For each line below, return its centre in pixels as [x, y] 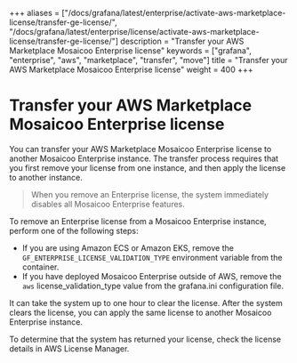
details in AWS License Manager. [69, 348]
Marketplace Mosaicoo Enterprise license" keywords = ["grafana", [130, 51]
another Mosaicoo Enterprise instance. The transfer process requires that [144, 158]
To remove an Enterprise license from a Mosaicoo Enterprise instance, [138, 221]
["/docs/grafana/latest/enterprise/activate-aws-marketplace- [174, 13]
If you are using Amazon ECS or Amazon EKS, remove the [128, 247]
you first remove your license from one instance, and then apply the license [148, 167]
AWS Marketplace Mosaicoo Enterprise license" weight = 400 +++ [131, 69]
